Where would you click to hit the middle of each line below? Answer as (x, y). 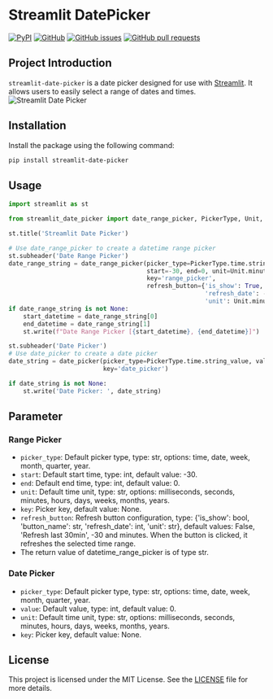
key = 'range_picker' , (182, 278)
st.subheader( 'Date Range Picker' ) (69, 256)
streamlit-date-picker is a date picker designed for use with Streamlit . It (131, 82)
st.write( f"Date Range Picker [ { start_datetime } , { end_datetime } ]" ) (141, 331)
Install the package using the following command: (91, 145)
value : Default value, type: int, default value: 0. (98, 609)
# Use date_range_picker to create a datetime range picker (113, 248)
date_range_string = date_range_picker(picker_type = (100, 263)
